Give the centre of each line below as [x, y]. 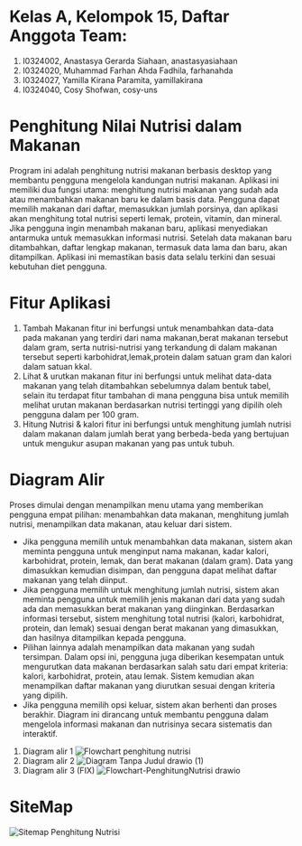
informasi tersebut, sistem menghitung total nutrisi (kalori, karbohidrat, [153, 618]
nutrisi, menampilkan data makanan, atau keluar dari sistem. [121, 524]
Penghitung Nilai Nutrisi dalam [126, 126]
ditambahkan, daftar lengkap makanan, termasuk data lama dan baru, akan [148, 247]
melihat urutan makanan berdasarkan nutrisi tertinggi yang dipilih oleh [152, 405]
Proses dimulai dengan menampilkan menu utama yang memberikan [137, 504]
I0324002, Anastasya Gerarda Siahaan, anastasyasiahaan [130, 61]
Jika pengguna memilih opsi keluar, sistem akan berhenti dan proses [150, 705]
